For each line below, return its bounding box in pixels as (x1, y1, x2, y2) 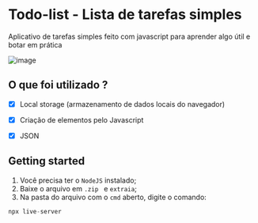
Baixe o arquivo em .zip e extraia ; (19, 183, 137, 193)
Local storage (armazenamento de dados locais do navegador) (19, 99, 226, 108)
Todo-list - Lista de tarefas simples (8, 6, 243, 24)
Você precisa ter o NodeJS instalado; (19, 176, 137, 185)
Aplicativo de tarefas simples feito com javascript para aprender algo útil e (8, 32, 251, 41)
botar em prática (8, 40, 63, 49)
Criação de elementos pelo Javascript (19, 115, 144, 124)
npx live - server (8, 207, 62, 215)
